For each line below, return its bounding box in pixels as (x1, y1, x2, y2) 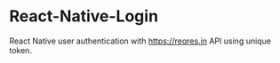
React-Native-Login (9, 6, 158, 27)
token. (9, 44, 33, 55)
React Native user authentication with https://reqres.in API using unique (9, 35, 271, 46)
